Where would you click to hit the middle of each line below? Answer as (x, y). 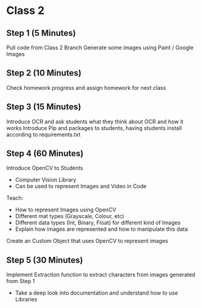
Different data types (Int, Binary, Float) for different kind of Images (98, 223)
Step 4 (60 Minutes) (45, 153)
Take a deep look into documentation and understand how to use (96, 293)
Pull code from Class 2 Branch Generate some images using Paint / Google (100, 47)
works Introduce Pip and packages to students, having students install (94, 128)
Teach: (15, 198)
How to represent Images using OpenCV (66, 210)
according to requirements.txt (43, 134)
